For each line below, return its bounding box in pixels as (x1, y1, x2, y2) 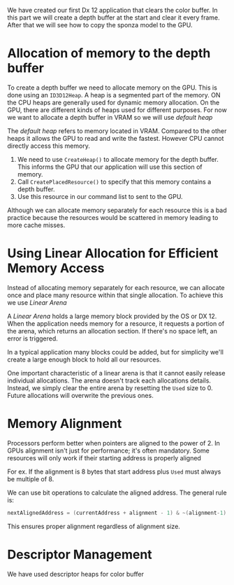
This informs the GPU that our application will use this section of (17, 163, 203, 171)
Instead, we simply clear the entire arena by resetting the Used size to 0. (7, 383, 213, 392)
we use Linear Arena (7, 298, 68, 307)
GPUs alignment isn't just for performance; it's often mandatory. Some (7, 446, 210, 455)
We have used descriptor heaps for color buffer (7, 570, 145, 578)
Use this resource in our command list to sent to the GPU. (17, 192, 183, 200)
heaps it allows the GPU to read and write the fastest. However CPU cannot (7, 134, 224, 142)
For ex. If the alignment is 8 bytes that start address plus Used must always (7, 467, 221, 476)
